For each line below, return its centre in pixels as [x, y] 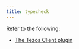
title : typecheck [28, 12]
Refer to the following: [33, 28]
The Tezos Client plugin [44, 40]
